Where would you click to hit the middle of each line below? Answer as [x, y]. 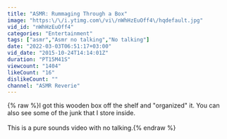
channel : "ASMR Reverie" [44, 86]
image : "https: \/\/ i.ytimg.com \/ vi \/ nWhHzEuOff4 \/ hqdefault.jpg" [105, 20]
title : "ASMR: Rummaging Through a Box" [68, 14]
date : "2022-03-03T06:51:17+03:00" [60, 46]
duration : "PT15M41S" [39, 60]
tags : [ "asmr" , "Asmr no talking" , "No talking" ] [79, 40]
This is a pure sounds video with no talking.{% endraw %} [92, 128]
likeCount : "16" [31, 72]
